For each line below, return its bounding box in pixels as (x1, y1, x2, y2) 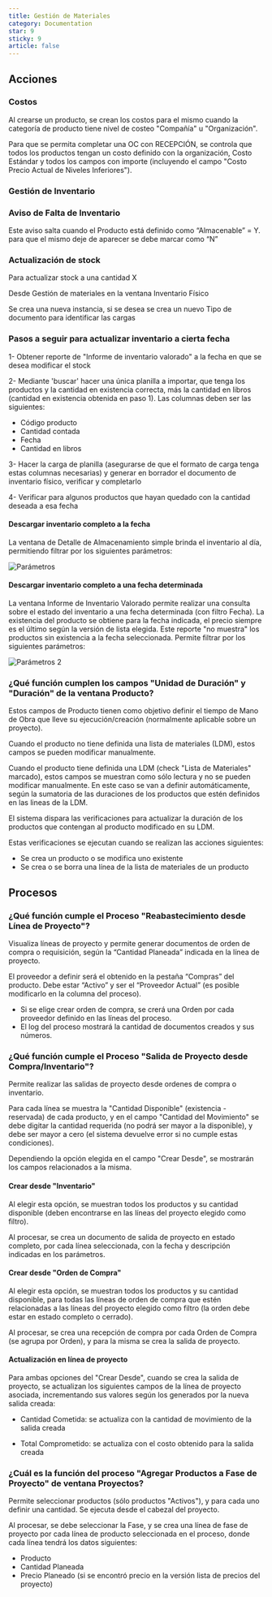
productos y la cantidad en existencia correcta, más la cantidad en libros (8, 385, 252, 394)
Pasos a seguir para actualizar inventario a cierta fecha (8, 334, 230, 345)
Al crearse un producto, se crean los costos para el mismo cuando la (8, 114, 239, 124)
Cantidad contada (19, 426, 80, 436)
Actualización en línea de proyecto (8, 1354, 128, 1364)
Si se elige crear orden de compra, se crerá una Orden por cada (19, 1005, 235, 1014)
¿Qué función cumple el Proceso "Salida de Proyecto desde (8, 1050, 248, 1061)
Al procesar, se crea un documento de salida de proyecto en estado (8, 1232, 235, 1242)
